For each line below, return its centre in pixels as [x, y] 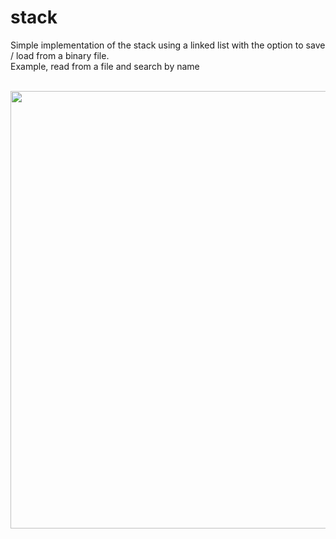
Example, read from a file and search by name [105, 66]
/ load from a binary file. [60, 55]
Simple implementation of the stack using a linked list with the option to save [168, 45]
